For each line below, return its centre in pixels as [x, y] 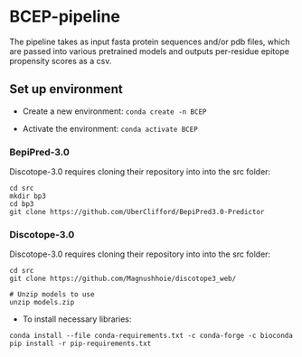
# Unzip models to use [52, 295]
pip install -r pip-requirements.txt [80, 344]
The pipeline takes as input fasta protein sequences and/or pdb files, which [150, 42]
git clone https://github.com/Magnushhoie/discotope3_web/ [123, 279]
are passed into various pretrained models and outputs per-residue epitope [149, 51]
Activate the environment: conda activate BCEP [110, 128]
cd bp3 [22, 204]
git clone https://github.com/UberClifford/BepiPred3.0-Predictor [137, 212]
